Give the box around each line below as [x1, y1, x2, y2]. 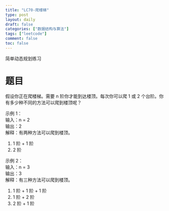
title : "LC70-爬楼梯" [5, 7, 49, 13]
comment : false [5, 36, 38, 41]
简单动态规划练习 [5, 55, 41, 61]
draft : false [5, 21, 33, 27]
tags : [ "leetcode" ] [5, 31, 47, 36]
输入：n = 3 [5, 164, 30, 170]
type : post [5, 12, 29, 17]
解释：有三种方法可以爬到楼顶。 [5, 177, 73, 183]
